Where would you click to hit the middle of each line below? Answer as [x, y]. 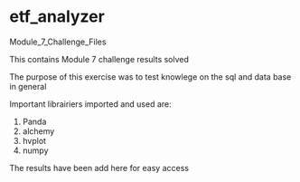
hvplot [34, 140]
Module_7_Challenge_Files [58, 42]
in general [28, 86]
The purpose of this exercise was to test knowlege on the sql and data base [150, 77]
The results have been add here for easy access [99, 168]
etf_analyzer [57, 17]
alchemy [38, 131]
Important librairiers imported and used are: [90, 104]
